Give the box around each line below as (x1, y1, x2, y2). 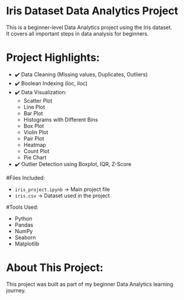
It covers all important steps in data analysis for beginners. (6, 30, 149, 37)
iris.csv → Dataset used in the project (14, 192, 110, 199)
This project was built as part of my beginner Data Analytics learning (6, 280, 173, 288)
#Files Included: (6, 174, 46, 181)
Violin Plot (23, 129, 49, 136)
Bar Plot (23, 110, 43, 117)
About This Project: (6, 261, 104, 275)
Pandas (14, 221, 34, 228)
